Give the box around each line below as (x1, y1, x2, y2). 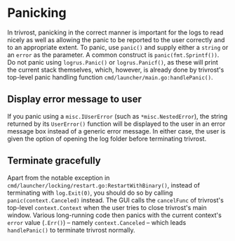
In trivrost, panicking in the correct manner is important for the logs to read (7, 28, 224, 37)
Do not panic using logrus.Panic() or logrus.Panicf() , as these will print (7, 58, 219, 66)
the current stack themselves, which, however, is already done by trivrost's (7, 65, 224, 74)
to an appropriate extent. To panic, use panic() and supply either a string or (7, 43, 229, 51)
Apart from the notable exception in (7, 174, 110, 182)
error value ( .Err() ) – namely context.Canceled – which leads (7, 218, 187, 226)
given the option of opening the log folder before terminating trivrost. (7, 134, 207, 143)
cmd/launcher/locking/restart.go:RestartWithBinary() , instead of (7, 181, 200, 189)
